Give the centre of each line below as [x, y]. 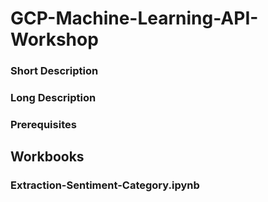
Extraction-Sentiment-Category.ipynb [105, 185]
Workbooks [47, 157]
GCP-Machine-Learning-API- [134, 18]
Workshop [54, 39]
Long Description [53, 98]
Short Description [54, 71]
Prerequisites [43, 124]
